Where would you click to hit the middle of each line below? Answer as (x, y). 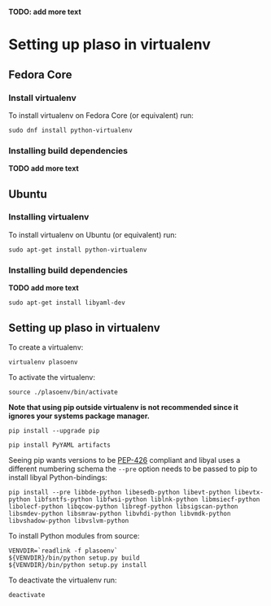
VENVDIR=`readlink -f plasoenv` (63, 551)
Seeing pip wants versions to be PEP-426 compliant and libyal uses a (125, 460)
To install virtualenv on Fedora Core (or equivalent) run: (101, 115)
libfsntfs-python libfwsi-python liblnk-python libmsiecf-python (147, 499)
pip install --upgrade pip (54, 430)
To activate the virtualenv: (52, 377)
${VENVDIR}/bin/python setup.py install (78, 565)
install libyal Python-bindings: (58, 477)
